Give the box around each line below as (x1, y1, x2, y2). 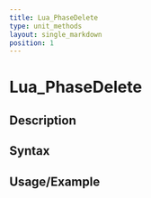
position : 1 (9, 38, 54, 48)
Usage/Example (9, 174, 101, 189)
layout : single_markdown (9, 30, 102, 39)
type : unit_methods (9, 22, 83, 31)
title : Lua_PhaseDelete (9, 13, 99, 22)
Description (9, 112, 76, 128)
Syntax (9, 143, 50, 158)
